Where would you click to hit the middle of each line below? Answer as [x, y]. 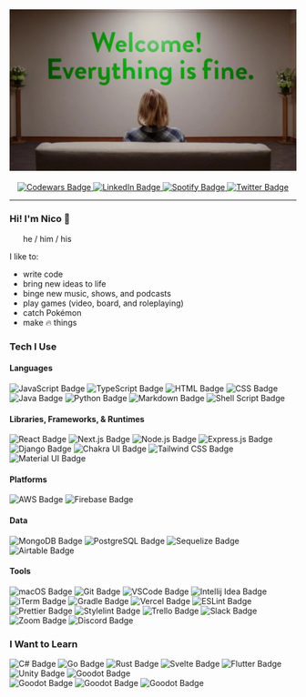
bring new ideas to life [64, 283]
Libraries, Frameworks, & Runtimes [77, 419]
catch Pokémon [52, 312]
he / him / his [47, 238]
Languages [31, 369]
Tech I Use [33, 347]
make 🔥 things [50, 322]
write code [43, 274]
